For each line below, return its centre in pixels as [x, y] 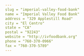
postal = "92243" [23, 32]
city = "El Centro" [25, 23]
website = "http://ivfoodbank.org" [41, 37]
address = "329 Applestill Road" [39, 19]
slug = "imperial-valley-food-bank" [42, 9]
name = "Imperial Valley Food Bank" [42, 14]
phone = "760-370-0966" [29, 41]
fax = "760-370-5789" [27, 46]
